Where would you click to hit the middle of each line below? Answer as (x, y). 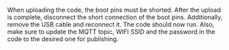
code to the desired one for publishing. (63, 39)
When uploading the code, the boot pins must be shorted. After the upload (114, 10)
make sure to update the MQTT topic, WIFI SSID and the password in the (111, 32)
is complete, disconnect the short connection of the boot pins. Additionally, (115, 17)
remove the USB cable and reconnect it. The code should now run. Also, (111, 24)
